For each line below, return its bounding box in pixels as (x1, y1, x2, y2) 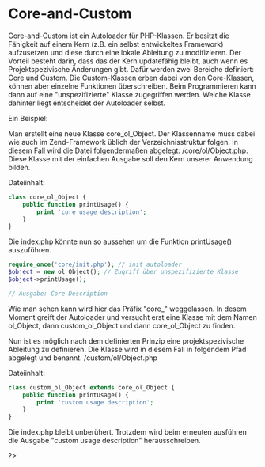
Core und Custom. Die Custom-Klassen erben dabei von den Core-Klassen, (8, 73, 255, 82)
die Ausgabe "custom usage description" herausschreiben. (8, 436, 201, 446)
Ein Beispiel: (8, 113, 48, 123)
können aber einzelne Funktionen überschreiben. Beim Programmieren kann (8, 81, 256, 91)
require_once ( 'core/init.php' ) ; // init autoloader (8, 260, 182, 269)
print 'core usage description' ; (36, 207, 147, 216)
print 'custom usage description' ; (36, 398, 154, 406)
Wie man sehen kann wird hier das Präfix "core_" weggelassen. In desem (8, 304, 247, 313)
